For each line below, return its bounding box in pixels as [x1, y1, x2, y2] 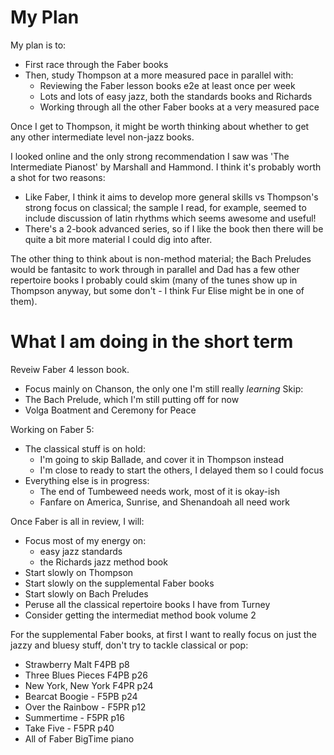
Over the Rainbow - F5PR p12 [24, 701, 147, 713]
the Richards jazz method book [39, 556, 168, 568]
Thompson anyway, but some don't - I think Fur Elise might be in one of [10, 284, 305, 296]
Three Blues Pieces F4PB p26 [24, 669, 148, 681]
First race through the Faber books [24, 58, 169, 70]
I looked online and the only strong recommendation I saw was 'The [10, 150, 290, 162]
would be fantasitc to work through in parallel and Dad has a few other [10, 263, 300, 275]
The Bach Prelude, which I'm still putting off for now [24, 393, 240, 405]
